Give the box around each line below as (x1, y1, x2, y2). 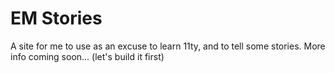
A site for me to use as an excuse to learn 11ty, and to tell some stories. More (10, 40, 326, 52)
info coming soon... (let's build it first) (10, 50, 165, 62)
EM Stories (10, 7, 103, 30)
